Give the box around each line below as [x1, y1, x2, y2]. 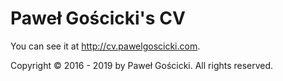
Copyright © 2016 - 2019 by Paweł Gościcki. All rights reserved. [10, 59, 274, 71]
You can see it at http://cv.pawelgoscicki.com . [10, 40, 201, 52]
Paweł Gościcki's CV [10, 7, 186, 30]
